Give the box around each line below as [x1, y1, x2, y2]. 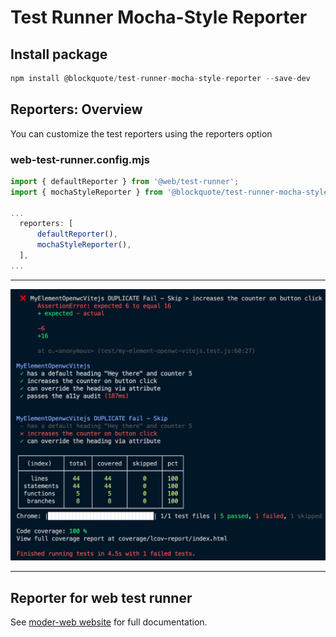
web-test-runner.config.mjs [10, 152, 150, 166]
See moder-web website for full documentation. [10, 616, 208, 628]
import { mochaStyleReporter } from [10, 187, 163, 197]
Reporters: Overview [10, 101, 143, 118]
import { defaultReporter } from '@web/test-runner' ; [10, 176, 240, 186]
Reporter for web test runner [10, 589, 193, 606]
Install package [10, 46, 108, 63]
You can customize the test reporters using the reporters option [10, 127, 273, 140]
